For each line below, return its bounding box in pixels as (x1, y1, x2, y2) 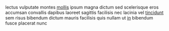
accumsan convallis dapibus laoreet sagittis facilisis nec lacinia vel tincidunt (5, 9, 164, 15)
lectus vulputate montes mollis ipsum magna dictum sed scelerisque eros (5, 4, 159, 10)
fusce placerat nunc (5, 20, 47, 26)
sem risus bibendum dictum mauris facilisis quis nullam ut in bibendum (5, 15, 153, 20)
